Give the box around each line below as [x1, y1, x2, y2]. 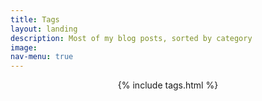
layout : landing [10, 24, 78, 34]
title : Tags [10, 14, 60, 25]
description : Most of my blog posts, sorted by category [10, 33, 253, 43]
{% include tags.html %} [117, 79, 219, 91]
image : [10, 42, 38, 53]
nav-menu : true [10, 52, 74, 62]
